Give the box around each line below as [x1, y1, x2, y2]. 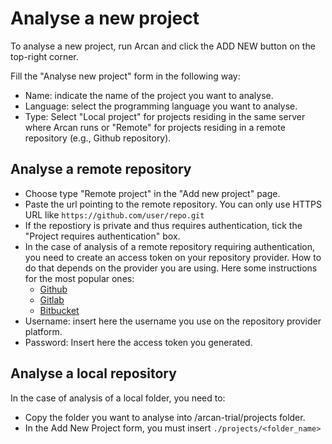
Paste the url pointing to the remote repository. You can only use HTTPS [24, 198, 322, 210]
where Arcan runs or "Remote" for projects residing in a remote [24, 121, 286, 133]
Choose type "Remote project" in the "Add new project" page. [24, 187, 281, 199]
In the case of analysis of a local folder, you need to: [10, 392, 226, 404]
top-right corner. [10, 50, 79, 62]
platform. [24, 325, 63, 337]
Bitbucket [39, 304, 80, 316]
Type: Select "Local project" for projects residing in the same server [24, 110, 306, 122]
